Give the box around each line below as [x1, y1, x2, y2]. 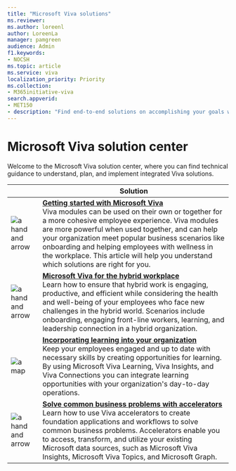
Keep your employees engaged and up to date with [41, 344, 211, 354]
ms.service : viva [7, 69, 58, 76]
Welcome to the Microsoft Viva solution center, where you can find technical [7, 162, 228, 170]
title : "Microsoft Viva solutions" [7, 10, 112, 18]
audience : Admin [7, 43, 55, 50]
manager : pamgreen [7, 37, 61, 44]
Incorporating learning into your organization [41, 335, 197, 344]
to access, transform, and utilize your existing [41, 434, 192, 444]
